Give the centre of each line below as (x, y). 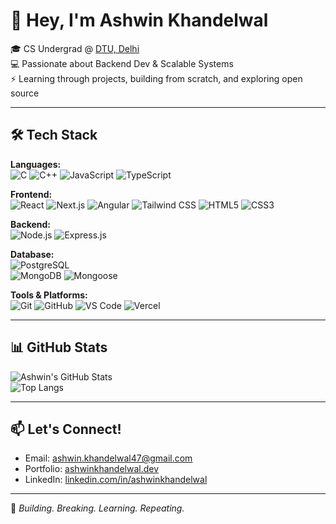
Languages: (36, 164)
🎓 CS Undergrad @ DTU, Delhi (75, 48)
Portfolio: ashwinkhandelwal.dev (92, 469)
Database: (32, 254)
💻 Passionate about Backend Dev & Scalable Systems (122, 63)
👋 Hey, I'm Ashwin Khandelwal (139, 20)
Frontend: (31, 194)
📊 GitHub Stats (59, 347)
